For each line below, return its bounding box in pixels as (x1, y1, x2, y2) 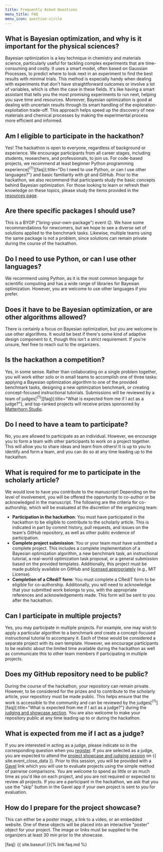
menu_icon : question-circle (5, 16, 62, 21)
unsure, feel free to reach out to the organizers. (5, 342, 101, 348)
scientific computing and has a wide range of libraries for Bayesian (5, 280, 140, 287)
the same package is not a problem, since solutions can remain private (5, 235, 147, 241)
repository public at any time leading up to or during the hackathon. (5, 715, 141, 721)
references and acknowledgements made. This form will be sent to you (12, 592, 155, 598)
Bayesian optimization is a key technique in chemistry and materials (5, 55, 142, 61)
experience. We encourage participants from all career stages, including (5, 150, 150, 156)
